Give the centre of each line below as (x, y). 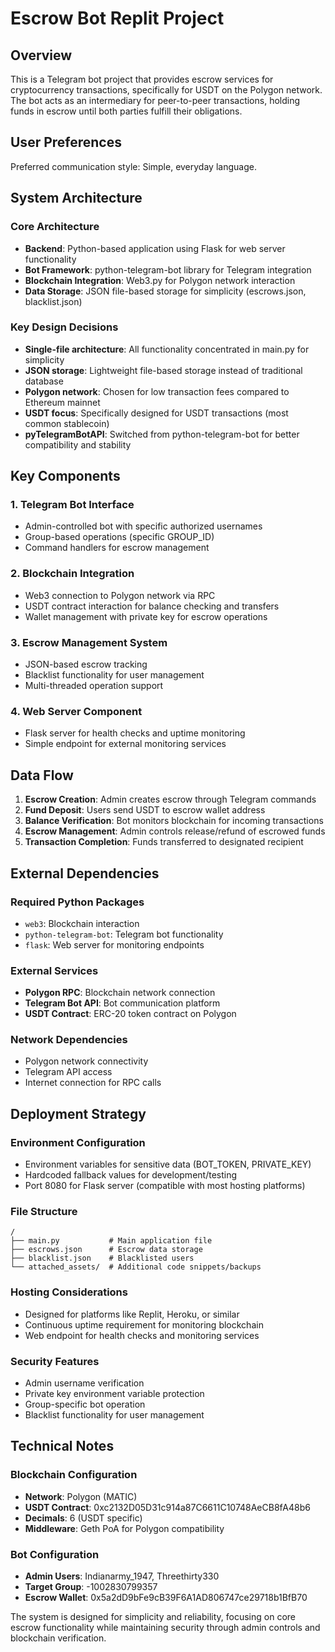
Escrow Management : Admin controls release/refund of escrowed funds (175, 831)
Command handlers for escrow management (117, 548)
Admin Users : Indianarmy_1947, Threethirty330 (122, 1576)
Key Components (65, 476)
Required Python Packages (77, 902)
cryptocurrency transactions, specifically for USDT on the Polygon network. (166, 90)
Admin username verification (84, 1383)
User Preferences (66, 142)
